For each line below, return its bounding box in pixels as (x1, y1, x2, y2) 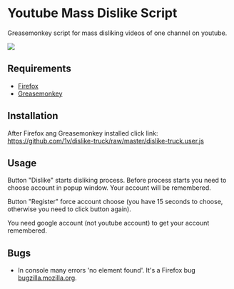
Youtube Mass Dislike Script (7, 5, 178, 21)
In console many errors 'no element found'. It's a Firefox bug (17, 266, 196, 275)
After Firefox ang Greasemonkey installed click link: (7, 128, 158, 137)
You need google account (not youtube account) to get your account (7, 219, 210, 228)
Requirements (7, 63, 71, 75)
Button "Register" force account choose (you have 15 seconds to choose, (7, 198, 223, 206)
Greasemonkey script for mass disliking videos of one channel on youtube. (7, 29, 228, 37)
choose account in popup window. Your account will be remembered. (7, 183, 212, 192)
